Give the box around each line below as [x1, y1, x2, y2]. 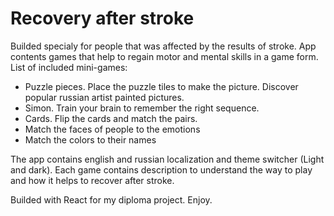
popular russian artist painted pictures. [24, 91, 185, 103]
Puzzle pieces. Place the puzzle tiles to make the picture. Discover [24, 80, 299, 92]
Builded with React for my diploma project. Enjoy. [10, 193, 213, 206]
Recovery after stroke [10, 7, 195, 30]
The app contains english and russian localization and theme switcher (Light [10, 153, 325, 165]
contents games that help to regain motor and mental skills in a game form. [10, 50, 319, 62]
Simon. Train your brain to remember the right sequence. [24, 102, 260, 114]
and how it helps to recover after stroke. [10, 174, 175, 186]
